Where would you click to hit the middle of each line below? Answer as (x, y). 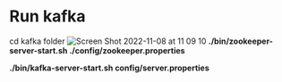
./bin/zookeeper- (240, 41)
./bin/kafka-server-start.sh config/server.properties (110, 68)
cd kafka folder (37, 41)
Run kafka (48, 16)
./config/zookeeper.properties (127, 50)
